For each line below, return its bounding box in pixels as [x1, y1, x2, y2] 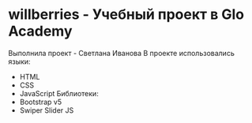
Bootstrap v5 [19, 97, 62, 106]
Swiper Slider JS [19, 105, 74, 115]
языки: [8, 57, 31, 66]
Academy [8, 22, 73, 40]
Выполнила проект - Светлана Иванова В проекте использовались [8, 48, 235, 58]
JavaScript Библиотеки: [19, 88, 99, 98]
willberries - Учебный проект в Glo [8, 6, 245, 24]
